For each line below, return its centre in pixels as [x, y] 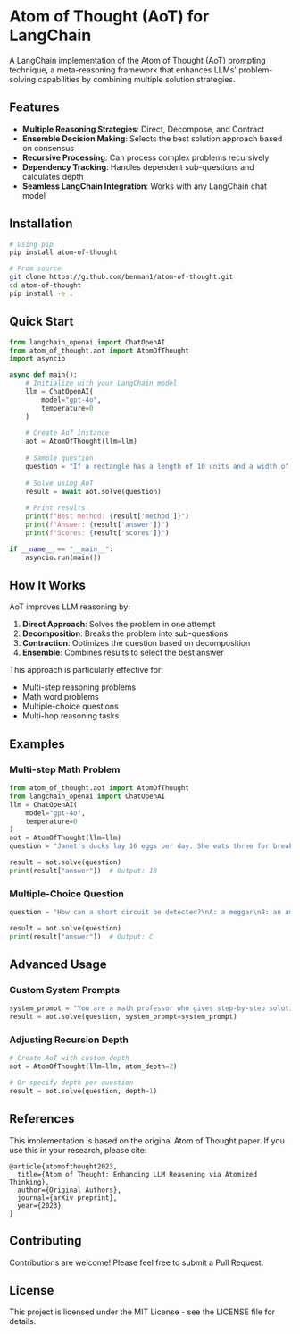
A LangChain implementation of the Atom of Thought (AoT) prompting [137, 60]
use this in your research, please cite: [78, 1150]
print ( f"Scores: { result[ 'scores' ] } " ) [97, 533]
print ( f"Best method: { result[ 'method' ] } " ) [108, 516]
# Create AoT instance [67, 433]
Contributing [46, 1241]
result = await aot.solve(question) [94, 491]
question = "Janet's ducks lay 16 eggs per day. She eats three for [139, 846]
